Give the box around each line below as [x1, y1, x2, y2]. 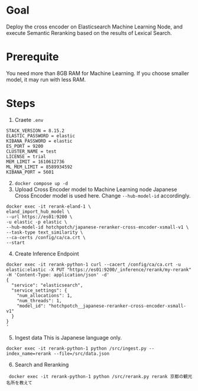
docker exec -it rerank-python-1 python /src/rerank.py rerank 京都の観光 [8, 373, 193, 379]
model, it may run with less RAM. [6, 76, 86, 83]
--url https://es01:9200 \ [6, 214, 73, 219]
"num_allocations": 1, [17, 292, 73, 299]
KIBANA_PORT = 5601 [6, 169, 54, 175]
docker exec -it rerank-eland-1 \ [6, 203, 92, 209]
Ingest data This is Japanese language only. [14, 334, 122, 341]
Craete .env [14, 116, 44, 123]
